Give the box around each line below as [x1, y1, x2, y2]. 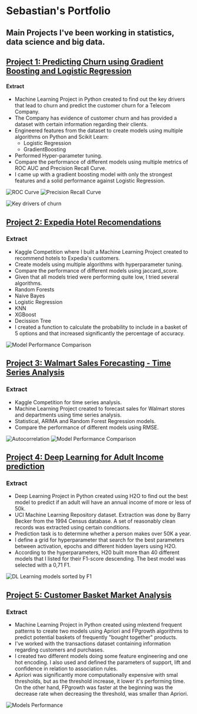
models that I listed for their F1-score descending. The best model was [14, 555, 186, 562]
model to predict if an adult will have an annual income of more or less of [14, 499, 192, 506]
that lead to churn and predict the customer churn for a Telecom [14, 102, 171, 109]
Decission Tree [14, 317, 51, 324]
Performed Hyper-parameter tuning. [14, 152, 103, 159]
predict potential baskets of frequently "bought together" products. [14, 633, 178, 641]
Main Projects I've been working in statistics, [6, 28, 175, 38]
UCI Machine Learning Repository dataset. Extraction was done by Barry [14, 512, 191, 519]
